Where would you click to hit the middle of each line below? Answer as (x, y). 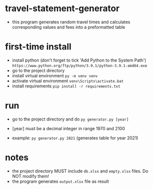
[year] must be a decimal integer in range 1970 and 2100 (68, 128)
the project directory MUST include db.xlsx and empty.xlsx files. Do (80, 171)
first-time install (38, 47)
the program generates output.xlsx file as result (60, 181)
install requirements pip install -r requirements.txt (66, 86)
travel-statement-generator (62, 9)
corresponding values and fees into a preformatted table (68, 27)
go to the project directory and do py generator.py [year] (70, 119)
